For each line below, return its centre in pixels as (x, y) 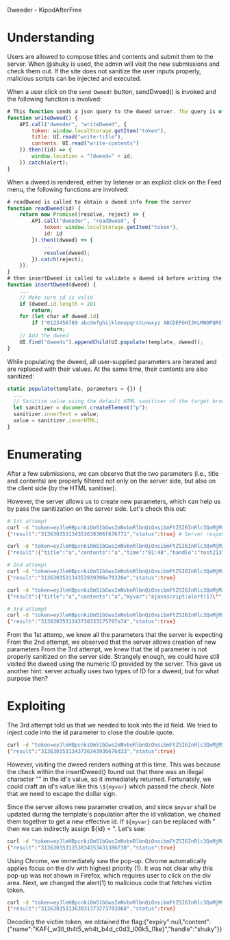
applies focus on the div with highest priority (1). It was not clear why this (110, 868)
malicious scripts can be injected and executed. (74, 78)
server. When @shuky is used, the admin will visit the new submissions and (114, 64)
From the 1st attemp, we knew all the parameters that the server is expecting (115, 635)
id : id (53, 234)
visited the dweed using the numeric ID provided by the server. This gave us (115, 664)
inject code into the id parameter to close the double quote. (91, 732)
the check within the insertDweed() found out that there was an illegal (105, 771)
